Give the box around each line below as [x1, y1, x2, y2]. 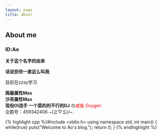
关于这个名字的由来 [5, 58, 45, 64]
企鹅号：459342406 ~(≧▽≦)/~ [5, 109, 73, 115]
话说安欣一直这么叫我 [5, 69, 49, 75]
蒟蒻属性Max [5, 90, 33, 96]
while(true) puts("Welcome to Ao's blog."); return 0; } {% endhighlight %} [5, 124, 157, 130]
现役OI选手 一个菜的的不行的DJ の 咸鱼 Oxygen [5, 103, 102, 109]
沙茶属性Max [5, 96, 33, 102]
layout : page [5, 7, 33, 13]
